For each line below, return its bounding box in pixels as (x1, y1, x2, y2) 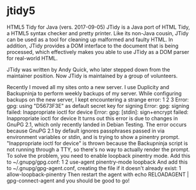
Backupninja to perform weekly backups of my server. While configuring (6, 90, 182, 97)
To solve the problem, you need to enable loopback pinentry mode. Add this (6, 152, 191, 159)
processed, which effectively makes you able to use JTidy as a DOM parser (6, 48, 190, 55)
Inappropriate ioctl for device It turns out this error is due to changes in (6, 114, 178, 121)
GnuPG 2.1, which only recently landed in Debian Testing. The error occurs (6, 121, 187, 128)
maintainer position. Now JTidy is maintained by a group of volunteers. (6, 72, 178, 79)
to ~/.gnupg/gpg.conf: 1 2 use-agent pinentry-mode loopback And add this (6, 158, 188, 165)
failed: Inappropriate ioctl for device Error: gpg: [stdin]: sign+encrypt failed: (6, 108, 189, 116)
